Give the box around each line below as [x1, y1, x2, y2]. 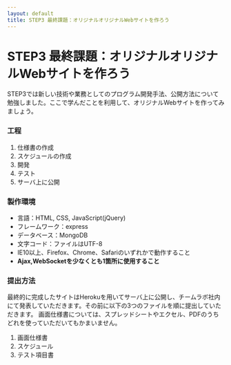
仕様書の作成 [17, 143, 54, 151]
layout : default [7, 10, 54, 17]
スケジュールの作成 [17, 151, 72, 160]
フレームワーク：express [17, 223, 88, 231]
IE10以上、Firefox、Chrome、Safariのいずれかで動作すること [17, 248, 191, 256]
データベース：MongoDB [17, 231, 88, 239]
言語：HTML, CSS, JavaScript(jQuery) [17, 214, 126, 222]
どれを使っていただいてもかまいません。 [7, 319, 121, 327]
